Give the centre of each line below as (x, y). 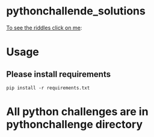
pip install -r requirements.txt (48, 88)
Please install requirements (59, 74)
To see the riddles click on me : (44, 28)
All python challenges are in (77, 112)
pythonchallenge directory (75, 125)
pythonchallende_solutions (76, 11)
